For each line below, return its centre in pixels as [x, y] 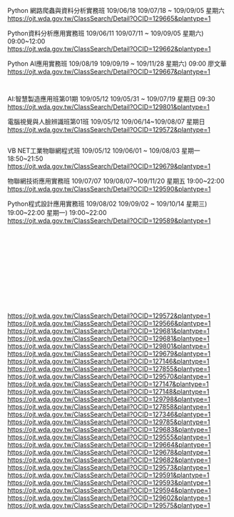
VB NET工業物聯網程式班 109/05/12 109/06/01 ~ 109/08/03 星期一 [104, 151]
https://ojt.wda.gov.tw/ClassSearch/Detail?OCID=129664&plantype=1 [110, 445]
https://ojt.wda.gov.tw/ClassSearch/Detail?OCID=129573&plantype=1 [109, 467]
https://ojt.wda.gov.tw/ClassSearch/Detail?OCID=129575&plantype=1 [109, 505]
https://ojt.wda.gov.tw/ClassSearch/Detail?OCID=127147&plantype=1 [108, 384]
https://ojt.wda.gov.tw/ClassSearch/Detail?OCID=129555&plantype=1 [109, 437]
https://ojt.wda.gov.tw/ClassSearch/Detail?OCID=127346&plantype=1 [109, 414]
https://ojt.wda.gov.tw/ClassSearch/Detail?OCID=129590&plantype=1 [109, 189]
